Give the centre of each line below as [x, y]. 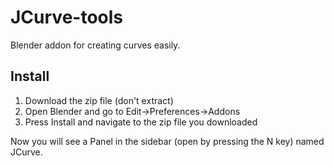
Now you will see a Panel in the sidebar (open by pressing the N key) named [167, 141]
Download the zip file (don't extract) [99, 100]
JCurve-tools [67, 17]
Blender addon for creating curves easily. [95, 45]
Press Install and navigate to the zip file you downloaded [141, 122]
